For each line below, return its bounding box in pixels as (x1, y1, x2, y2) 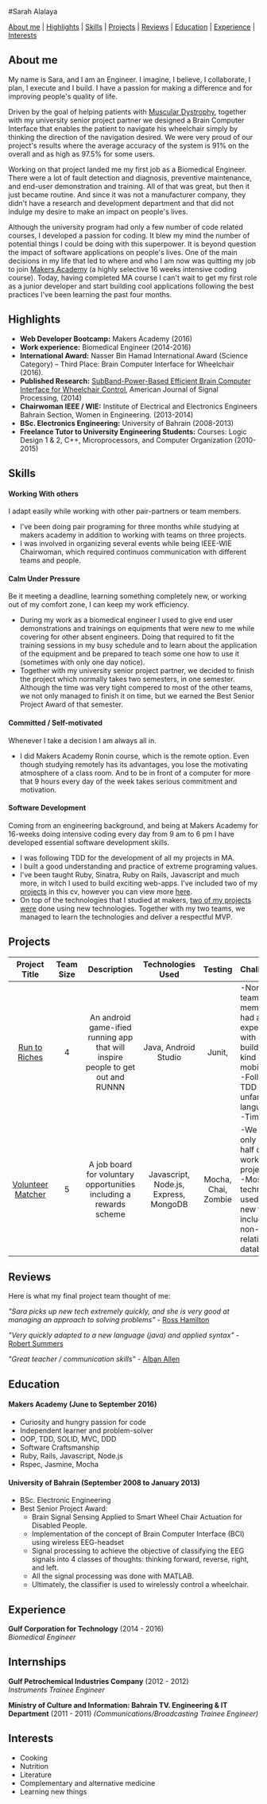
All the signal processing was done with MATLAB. (31, 1571, 195, 1581)
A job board (88, 1159, 133, 1170)
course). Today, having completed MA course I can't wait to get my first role (8, 273, 257, 282)
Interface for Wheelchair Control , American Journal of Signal (19, 385, 219, 394)
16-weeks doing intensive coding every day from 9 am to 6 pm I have (8, 829, 234, 838)
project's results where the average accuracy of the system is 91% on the (8, 141, 250, 150)
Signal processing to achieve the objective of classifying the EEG (31, 1546, 245, 1556)
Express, (153, 1188, 186, 1199)
